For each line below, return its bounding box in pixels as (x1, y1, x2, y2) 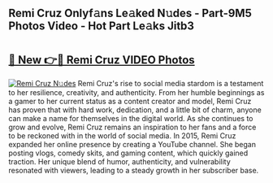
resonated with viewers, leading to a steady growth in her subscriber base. (8, 166, 259, 175)
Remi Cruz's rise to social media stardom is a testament (77, 79, 264, 88)
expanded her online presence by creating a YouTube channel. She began (8, 140, 256, 149)
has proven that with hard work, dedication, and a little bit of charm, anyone (8, 105, 262, 115)
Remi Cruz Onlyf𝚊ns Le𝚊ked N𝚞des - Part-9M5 (8, 7, 252, 20)
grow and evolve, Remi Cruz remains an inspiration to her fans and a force (8, 122, 257, 132)
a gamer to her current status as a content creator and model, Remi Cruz (8, 97, 252, 106)
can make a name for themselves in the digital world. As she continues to (8, 114, 253, 123)
